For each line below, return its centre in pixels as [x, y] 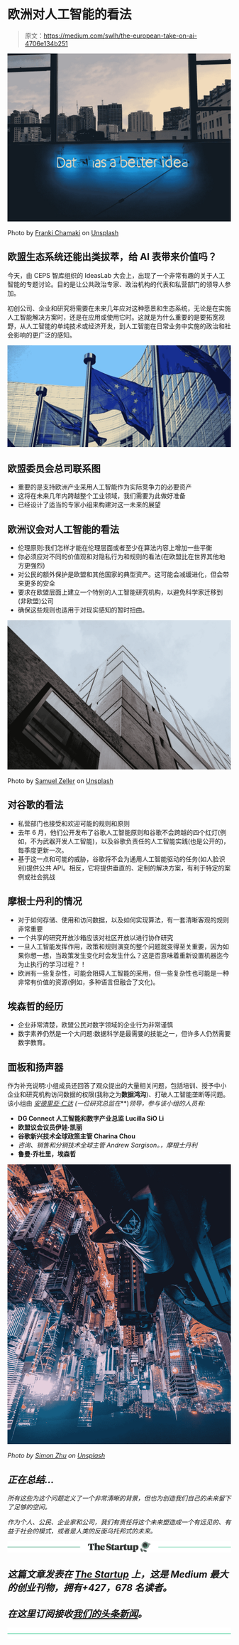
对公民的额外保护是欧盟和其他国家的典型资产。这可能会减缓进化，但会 [120, 575]
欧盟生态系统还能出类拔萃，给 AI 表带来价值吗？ [112, 257]
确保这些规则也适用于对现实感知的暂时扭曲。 [83, 610]
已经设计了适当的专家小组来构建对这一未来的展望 [89, 505]
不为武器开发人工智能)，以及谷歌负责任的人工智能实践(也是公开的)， [130, 841]
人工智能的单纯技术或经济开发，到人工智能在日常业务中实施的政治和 [125, 326]
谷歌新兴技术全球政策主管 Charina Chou [77, 1136]
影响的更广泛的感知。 [44, 335]
